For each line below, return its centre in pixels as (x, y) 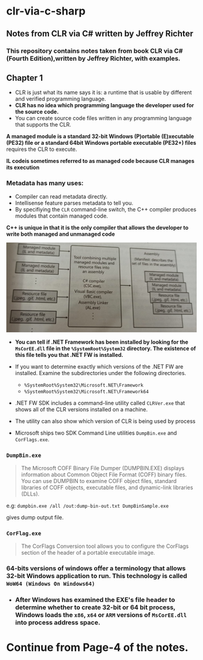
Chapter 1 (25, 78)
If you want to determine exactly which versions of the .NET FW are (99, 366)
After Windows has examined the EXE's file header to (95, 600)
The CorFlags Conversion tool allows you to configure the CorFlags (105, 546)
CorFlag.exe (24, 534)
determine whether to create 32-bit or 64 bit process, (95, 607)
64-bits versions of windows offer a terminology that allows (96, 568)
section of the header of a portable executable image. (88, 553)
